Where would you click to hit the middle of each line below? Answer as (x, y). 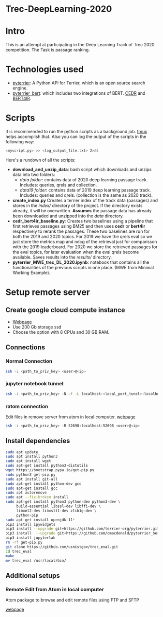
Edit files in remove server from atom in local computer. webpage (71, 417)
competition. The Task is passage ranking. (48, 50)
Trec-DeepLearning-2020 (59, 9)
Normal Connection (29, 361)
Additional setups (33, 575)
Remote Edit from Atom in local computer (55, 589)
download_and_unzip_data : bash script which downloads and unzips (82, 169)
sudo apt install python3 (31, 457)
